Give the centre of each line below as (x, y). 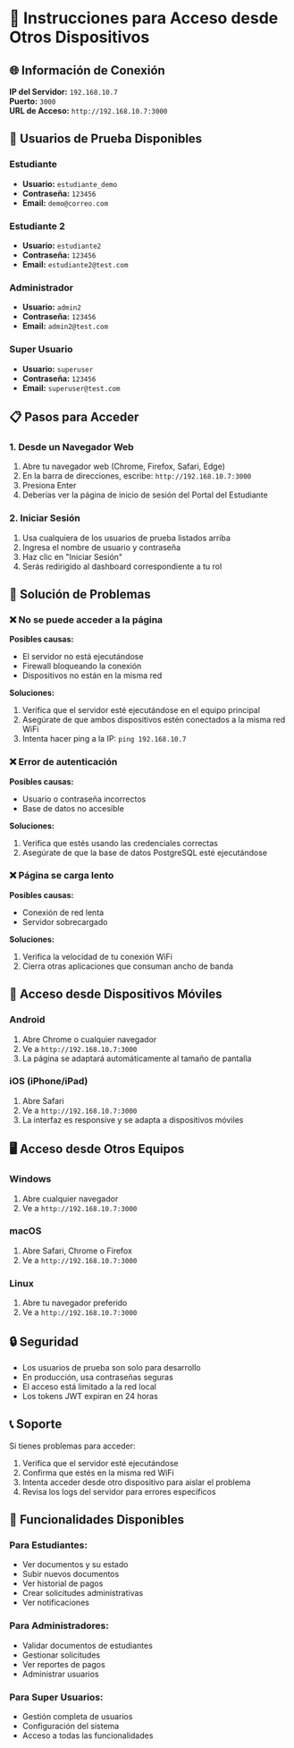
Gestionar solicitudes (61, 1655)
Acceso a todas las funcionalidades (88, 1735)
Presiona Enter (49, 486)
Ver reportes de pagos (63, 1664)
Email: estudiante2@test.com (75, 264)
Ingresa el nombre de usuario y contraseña (101, 547)
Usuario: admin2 (52, 307)
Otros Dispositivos (80, 37)
